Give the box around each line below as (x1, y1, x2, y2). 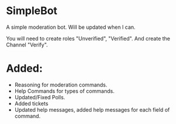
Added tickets (14, 100, 49, 107)
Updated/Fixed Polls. (14, 93, 66, 100)
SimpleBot (6, 4, 57, 18)
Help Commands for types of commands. (14, 87, 115, 95)
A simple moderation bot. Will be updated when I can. (6, 24, 136, 31)
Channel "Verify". (6, 41, 48, 48)
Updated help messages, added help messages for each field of (14, 106, 170, 113)
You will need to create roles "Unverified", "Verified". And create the (6, 35, 171, 42)
